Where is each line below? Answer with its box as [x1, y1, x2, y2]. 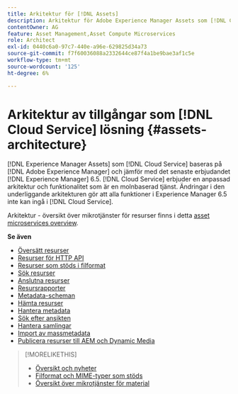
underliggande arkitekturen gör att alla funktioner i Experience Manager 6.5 [7, 190, 227, 198]
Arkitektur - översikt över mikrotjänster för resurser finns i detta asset [7, 211, 210, 220]
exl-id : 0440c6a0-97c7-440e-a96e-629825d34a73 [7, 43, 147, 50]
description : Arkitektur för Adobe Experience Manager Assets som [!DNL [7, 17, 227, 24]
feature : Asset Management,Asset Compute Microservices [7, 30, 176, 38]
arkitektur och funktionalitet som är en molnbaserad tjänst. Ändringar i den [7, 182, 225, 191]
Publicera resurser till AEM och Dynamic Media [17, 337, 155, 345]
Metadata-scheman [17, 291, 76, 300]
